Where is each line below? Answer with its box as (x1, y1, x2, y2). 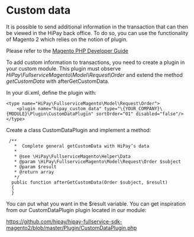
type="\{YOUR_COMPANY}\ (104, 105, 163, 111)
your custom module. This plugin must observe (6, 65, 121, 72)
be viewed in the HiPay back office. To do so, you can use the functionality (6, 29, 189, 36)
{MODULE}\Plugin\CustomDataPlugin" (6, 111, 94, 117)
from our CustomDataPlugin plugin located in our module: (6, 206, 147, 213)
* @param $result (14, 164, 57, 169)
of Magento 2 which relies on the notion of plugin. (6, 36, 128, 43)
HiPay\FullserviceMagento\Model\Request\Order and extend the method (6, 71, 183, 78)
